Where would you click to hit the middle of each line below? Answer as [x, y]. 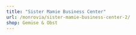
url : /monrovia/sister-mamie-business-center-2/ [68, 17]
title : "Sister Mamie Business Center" [56, 12]
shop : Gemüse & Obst [32, 23]
